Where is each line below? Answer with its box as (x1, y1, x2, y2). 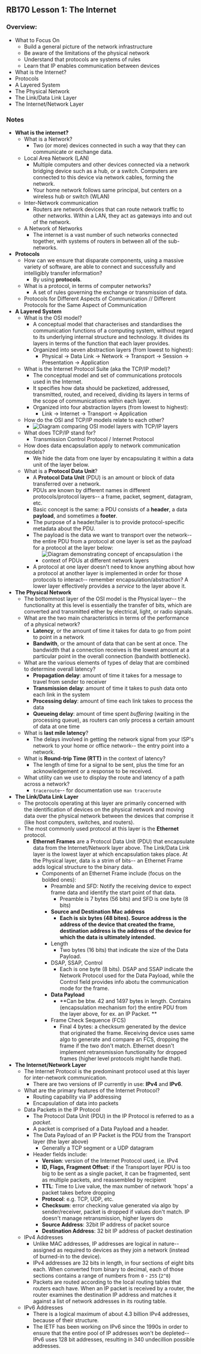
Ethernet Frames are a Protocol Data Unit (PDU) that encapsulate (32, 838, 195, 845)
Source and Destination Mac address (50, 907, 145, 915)
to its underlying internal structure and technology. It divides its (32, 333, 190, 340)
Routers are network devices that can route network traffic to (32, 206, 184, 213)
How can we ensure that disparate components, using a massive (23, 257, 184, 264)
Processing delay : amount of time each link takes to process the (32, 697, 193, 704)
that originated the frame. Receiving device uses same (59, 1029, 195, 1036)
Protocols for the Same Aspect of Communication (23, 301, 147, 308)
